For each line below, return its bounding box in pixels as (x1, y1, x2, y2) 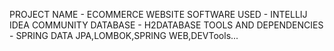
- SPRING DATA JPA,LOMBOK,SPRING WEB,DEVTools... (9, 30, 239, 41)
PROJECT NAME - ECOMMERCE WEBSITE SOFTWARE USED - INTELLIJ (9, 9, 308, 20)
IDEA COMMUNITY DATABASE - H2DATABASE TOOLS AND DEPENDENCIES (9, 19, 324, 31)
